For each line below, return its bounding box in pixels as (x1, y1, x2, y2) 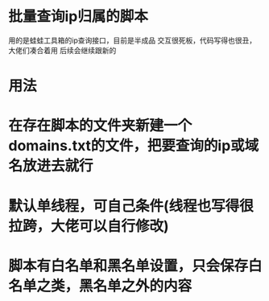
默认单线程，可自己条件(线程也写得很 (8, 196, 254, 215)
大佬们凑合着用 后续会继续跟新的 (8, 45, 117, 55)
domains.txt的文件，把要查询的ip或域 (8, 137, 259, 155)
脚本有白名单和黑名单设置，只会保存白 (8, 257, 263, 274)
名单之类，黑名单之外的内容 (8, 277, 192, 295)
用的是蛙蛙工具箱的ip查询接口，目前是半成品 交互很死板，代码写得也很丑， (8, 35, 256, 45)
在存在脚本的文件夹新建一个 (8, 117, 192, 135)
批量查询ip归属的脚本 (8, 7, 149, 26)
